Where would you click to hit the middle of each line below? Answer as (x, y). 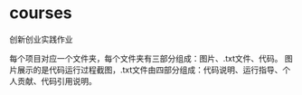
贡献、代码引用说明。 (57, 81)
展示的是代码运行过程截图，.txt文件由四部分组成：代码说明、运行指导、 (150, 70)
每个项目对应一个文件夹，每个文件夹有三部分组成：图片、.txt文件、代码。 (146, 58)
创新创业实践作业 (41, 39)
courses (41, 13)
